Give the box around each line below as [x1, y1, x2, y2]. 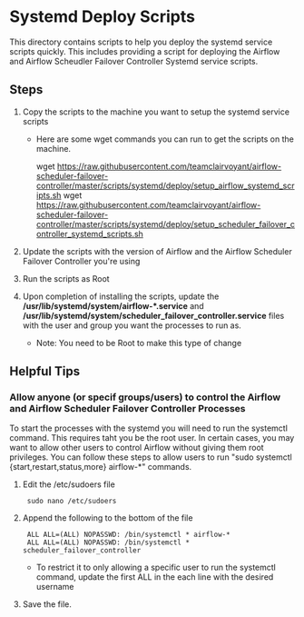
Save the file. [22, 599, 73, 610]
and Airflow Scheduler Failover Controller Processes [9, 403, 247, 415]
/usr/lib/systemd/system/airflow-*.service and [22, 300, 204, 311]
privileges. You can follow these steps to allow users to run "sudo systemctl [9, 452, 292, 463]
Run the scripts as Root [22, 273, 111, 284]
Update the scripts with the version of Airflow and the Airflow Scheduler [22, 245, 292, 256]
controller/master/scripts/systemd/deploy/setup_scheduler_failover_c [35, 218, 296, 229]
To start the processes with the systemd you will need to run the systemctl [9, 423, 289, 433]
